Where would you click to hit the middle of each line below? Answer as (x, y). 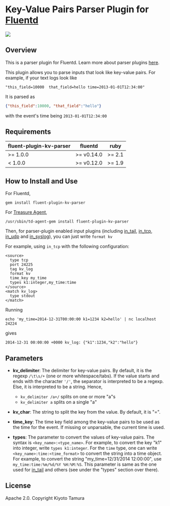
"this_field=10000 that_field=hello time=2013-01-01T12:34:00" (75, 87)
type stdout (23, 296)
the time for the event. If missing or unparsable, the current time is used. (89, 427)
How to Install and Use (42, 181)
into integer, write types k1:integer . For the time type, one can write (85, 448)
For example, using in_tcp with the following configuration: (67, 247)
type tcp (19, 260)
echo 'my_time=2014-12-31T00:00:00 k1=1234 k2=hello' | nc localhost (81, 319)
